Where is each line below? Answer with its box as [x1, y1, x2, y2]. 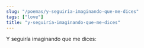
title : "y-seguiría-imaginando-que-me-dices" [6, 19, 120, 25]
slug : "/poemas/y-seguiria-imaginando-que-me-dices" [6, 8, 139, 15]
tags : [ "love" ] [6, 14, 44, 20]
